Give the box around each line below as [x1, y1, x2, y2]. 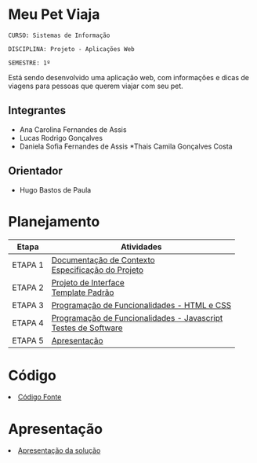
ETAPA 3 [12, 299, 45, 311]
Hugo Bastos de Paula [19, 185, 92, 194]
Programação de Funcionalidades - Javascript [51, 312, 223, 323]
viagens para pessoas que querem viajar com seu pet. [8, 81, 183, 90]
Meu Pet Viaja [8, 6, 100, 24]
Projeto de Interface [51, 277, 125, 288]
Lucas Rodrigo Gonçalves [19, 133, 103, 142]
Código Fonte [18, 392, 62, 402]
